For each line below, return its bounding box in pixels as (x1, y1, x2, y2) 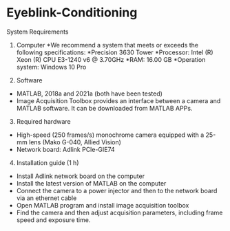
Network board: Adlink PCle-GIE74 (16, 145, 115, 153)
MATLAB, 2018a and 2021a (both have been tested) (16, 89, 163, 98)
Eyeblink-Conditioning (6, 5, 138, 21)
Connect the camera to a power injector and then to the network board (16, 186, 218, 195)
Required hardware (16, 117, 71, 125)
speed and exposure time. (16, 215, 91, 224)
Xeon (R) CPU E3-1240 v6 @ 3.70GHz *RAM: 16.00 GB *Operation (16, 55, 206, 63)
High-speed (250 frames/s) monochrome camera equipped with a (16, 131, 205, 139)
